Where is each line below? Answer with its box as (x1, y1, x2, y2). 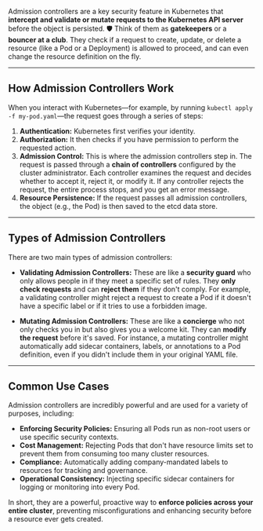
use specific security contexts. (19, 432, 119, 442)
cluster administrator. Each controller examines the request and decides (19, 168, 252, 178)
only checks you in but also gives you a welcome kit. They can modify (19, 324, 247, 334)
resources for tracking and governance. (19, 466, 148, 475)
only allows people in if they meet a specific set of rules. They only (19, 276, 236, 285)
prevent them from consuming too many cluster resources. (19, 449, 210, 459)
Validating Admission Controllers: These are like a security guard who (19, 267, 252, 277)
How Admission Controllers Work (8, 82, 175, 95)
